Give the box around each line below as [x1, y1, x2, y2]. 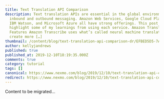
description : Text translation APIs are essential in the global [5, 12, 141, 17]
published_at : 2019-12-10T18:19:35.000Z [5, 52, 89, 58]
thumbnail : [5, 39, 27, 44]
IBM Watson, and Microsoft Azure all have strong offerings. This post [9, 20, 159, 26]
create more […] [9, 35, 42, 40]
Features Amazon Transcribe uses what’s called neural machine [9, 30, 141, 35]
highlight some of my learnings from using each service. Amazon [9, 25, 145, 30]
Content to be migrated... [5, 88, 56, 94]
